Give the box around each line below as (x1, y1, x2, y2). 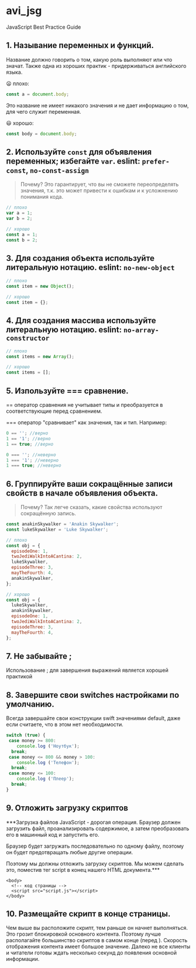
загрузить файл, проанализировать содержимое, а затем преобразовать (6, 825, 190, 832)
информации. (6, 956, 40, 963)
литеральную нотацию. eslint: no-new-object (6, 262, 175, 272)
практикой (6, 673, 33, 680)
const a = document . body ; (6, 91, 69, 97)
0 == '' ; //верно (6, 430, 49, 436)
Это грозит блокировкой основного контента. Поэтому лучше (6, 930, 161, 938)
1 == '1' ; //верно (6, 436, 51, 441)
